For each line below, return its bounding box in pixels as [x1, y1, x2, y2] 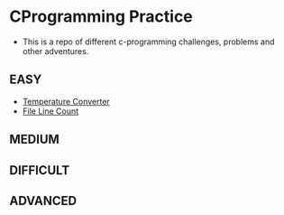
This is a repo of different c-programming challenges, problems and [22, 36, 275, 47]
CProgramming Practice [9, 6, 194, 27]
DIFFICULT [9, 163, 70, 178]
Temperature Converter [22, 96, 110, 107]
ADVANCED [9, 192, 78, 209]
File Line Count [22, 106, 79, 117]
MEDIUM [9, 132, 60, 147]
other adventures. [22, 45, 89, 56]
